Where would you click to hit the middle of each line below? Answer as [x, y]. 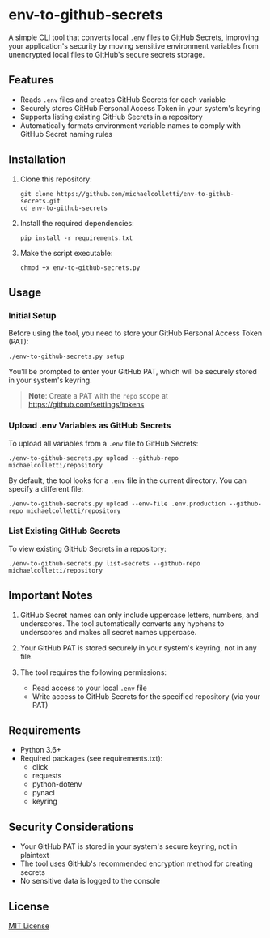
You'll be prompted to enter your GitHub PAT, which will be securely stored [133, 372]
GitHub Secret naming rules [66, 134]
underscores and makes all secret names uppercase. [108, 632]
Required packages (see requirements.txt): [91, 758]
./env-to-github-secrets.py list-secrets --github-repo [104, 563]
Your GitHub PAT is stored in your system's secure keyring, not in [129, 846]
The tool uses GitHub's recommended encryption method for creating [136, 863]
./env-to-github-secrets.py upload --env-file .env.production [117, 504]
